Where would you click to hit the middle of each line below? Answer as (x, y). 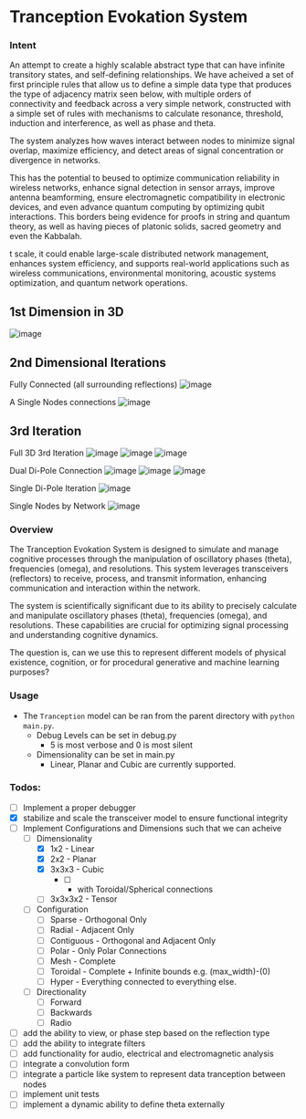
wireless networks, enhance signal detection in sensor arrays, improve (142, 188)
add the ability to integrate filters (84, 1043)
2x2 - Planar (74, 859)
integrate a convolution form (76, 1064)
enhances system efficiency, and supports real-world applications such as (149, 264)
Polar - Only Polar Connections (108, 950)
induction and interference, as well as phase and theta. (113, 123)
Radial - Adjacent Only (92, 930)
